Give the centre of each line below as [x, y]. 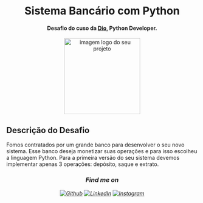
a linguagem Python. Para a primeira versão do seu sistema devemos [93, 158]
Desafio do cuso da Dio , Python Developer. [102, 28]
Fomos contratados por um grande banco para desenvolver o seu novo [95, 145]
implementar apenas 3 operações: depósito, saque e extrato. [83, 164]
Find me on [102, 180]
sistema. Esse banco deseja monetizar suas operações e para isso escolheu [102, 151]
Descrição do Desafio [48, 130]
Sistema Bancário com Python [102, 11]
